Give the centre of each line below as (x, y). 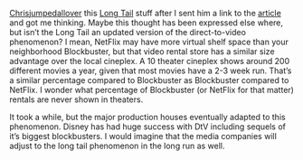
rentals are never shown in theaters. (76, 99)
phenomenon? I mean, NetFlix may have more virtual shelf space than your (149, 42)
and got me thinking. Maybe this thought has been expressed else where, (146, 23)
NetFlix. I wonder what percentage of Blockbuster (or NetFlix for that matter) (151, 90)
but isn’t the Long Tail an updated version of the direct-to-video (128, 32)
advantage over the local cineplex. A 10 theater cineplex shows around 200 (150, 61)
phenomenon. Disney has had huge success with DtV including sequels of (148, 127)
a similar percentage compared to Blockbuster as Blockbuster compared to (149, 80)
